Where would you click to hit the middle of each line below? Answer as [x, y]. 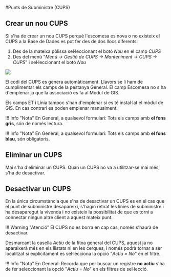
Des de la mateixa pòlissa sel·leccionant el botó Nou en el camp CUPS [87, 51]
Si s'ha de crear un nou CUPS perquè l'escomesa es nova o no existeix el [83, 36]
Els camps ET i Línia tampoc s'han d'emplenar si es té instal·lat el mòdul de [84, 103]
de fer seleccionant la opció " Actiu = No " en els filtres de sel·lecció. [77, 269]
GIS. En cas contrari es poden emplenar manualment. [61, 108]
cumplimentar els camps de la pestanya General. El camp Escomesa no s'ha [86, 87]
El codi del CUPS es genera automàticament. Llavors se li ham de [74, 82]
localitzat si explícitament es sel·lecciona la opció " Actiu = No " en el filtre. [83, 254]
